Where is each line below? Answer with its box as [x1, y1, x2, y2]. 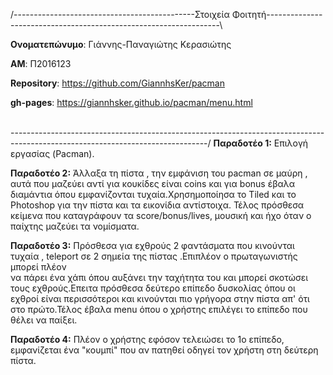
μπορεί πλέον [10, 261, 67, 273]
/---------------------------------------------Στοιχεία [10, 9, 230, 20]
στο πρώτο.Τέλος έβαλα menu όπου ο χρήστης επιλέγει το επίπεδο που [10, 304, 308, 315]
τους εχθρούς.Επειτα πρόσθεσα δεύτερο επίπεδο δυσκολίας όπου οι [10, 282, 296, 294]
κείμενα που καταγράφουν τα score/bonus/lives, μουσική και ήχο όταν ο [10, 210, 312, 221]
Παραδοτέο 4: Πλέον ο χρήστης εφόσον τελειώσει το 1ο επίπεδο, [10, 334, 285, 345]
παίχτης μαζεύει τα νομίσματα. [10, 220, 140, 232]
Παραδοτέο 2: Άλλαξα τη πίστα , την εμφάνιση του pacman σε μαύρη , [10, 167, 308, 179]
